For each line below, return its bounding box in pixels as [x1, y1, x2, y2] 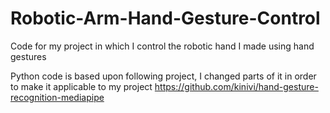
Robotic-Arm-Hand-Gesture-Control [10, 7, 321, 30]
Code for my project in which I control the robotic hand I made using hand [10, 40, 315, 52]
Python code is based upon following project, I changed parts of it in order [10, 70, 317, 82]
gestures [10, 50, 47, 62]
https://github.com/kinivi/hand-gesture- [154, 80, 319, 92]
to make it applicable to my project [10, 80, 153, 92]
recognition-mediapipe [10, 91, 105, 103]
